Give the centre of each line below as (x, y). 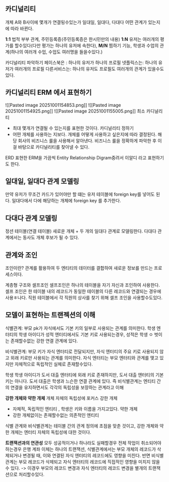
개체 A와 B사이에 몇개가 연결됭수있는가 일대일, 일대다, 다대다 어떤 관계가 (76, 22)
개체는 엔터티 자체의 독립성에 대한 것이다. (51, 432)
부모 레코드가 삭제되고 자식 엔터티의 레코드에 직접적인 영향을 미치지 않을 (89, 462)
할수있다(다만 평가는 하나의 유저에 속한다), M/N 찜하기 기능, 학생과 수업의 (87, 45)
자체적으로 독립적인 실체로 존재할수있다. (54, 364)
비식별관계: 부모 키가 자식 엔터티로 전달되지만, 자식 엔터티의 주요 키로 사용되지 (82, 351)
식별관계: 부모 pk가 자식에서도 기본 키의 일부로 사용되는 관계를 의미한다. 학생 (80, 328)
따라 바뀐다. (22, 28)
